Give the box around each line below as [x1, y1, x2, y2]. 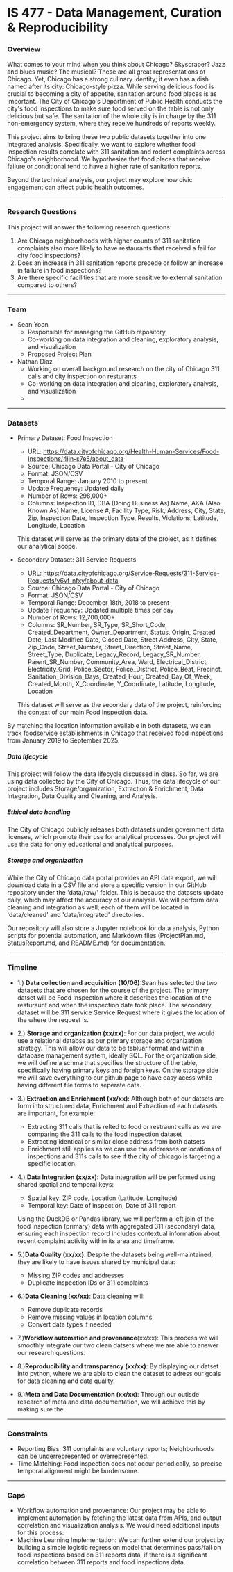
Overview [7, 44, 41, 54]
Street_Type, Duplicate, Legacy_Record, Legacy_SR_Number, [27, 650, 202, 658]
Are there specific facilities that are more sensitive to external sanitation [17, 273, 223, 282]
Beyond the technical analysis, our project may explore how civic [7, 176, 193, 184]
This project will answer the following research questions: [7, 222, 172, 231]
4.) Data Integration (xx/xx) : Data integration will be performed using [17, 1173, 216, 1181]
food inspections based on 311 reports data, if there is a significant [17, 1550, 207, 1559]
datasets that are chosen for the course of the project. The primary [17, 986, 209, 994]
